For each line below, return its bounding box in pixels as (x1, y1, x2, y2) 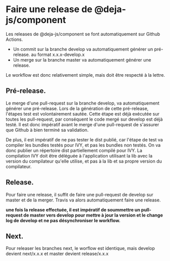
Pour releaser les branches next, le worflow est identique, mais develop (6, 245, 155, 251)
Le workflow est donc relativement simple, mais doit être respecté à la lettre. (6, 72, 165, 78)
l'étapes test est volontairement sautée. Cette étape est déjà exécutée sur (6, 111, 160, 117)
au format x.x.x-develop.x (31, 51, 85, 58)
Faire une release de (6, 4, 93, 15)
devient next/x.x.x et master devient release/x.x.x (6, 251, 109, 257)
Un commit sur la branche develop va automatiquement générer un (13, 46, 153, 52)
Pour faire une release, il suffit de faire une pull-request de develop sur (6, 191, 154, 197)
